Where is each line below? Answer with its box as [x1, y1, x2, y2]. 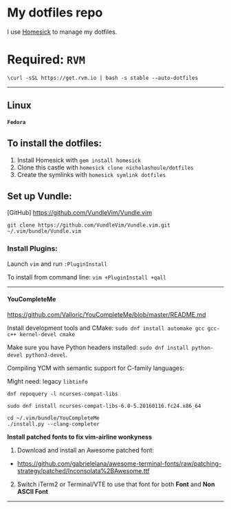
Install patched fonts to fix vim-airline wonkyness [7, 433, 153, 441]
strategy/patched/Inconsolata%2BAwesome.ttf [16, 466, 150, 475]
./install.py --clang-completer [7, 420, 100, 428]
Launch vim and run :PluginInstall [7, 260, 108, 268]
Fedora [7, 118, 26, 125]
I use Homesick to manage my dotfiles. [7, 28, 118, 36]
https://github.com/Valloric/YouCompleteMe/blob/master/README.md [7, 310, 206, 318]
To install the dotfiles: [7, 138, 102, 149]
